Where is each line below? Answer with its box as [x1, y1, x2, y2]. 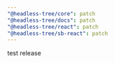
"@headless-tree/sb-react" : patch [7, 29, 109, 37]
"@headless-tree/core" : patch [7, 10, 96, 17]
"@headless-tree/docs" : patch [7, 17, 96, 24]
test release [7, 49, 41, 57]
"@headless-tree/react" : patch [7, 23, 99, 30]
